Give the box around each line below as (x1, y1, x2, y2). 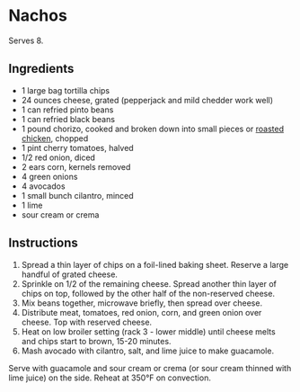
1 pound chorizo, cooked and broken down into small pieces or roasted (21, 123, 285, 134)
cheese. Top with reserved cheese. (21, 316, 153, 327)
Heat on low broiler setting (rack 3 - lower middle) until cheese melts (21, 325, 276, 337)
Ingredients (8, 61, 75, 76)
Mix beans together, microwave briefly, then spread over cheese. (21, 298, 262, 308)
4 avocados (21, 181, 66, 192)
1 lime (21, 200, 43, 210)
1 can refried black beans (21, 113, 116, 124)
